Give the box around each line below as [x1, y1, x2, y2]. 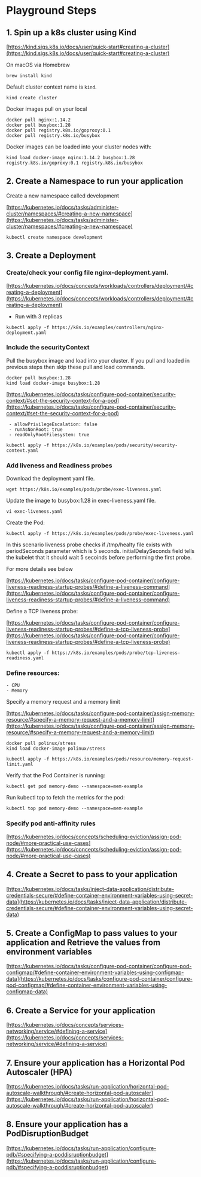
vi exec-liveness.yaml [6, 509, 63, 515]
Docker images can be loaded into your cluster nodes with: [6, 143, 151, 150]
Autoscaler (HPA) [6, 1067, 73, 1077]
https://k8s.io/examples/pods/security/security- [51, 442, 178, 448]
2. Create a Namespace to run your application [6, 176, 184, 186]
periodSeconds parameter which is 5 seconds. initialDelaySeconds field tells [6, 548, 195, 555]
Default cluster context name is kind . [6, 83, 97, 90]
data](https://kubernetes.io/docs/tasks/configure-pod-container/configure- [6, 975, 193, 983]
